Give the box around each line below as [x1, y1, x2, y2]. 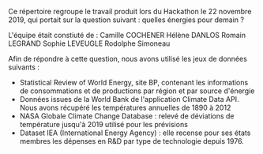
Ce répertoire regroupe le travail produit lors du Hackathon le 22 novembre [8, 7, 252, 16]
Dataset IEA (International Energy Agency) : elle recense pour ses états [19, 128, 251, 137]
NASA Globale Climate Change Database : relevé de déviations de [19, 111, 235, 121]
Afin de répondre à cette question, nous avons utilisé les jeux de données [8, 54, 247, 63]
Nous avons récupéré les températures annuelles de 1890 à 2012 [19, 103, 231, 112]
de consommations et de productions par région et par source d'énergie [19, 86, 255, 96]
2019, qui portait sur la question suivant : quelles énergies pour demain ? [8, 15, 245, 24]
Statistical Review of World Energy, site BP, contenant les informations [19, 78, 249, 87]
